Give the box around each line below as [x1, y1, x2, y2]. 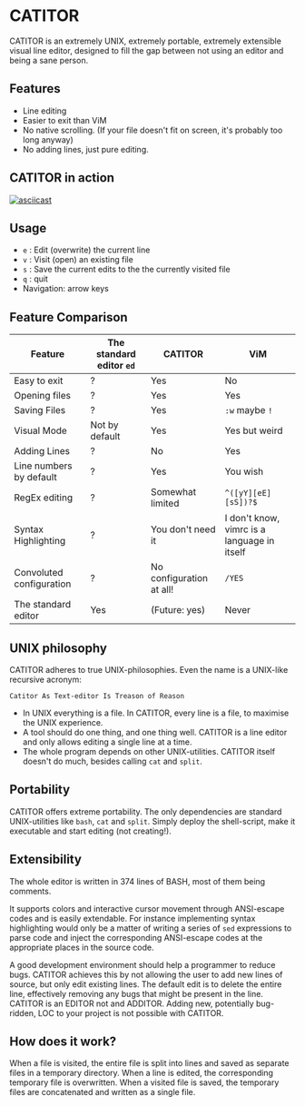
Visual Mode [14, 424, 68, 437]
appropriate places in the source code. [9, 942, 154, 953]
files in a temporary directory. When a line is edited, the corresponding [9, 1068, 274, 1079]
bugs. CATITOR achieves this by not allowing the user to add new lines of [9, 969, 283, 980]
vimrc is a [224, 523, 266, 536]
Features [9, 81, 61, 96]
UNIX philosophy [9, 640, 107, 656]
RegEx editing [14, 491, 74, 504]
